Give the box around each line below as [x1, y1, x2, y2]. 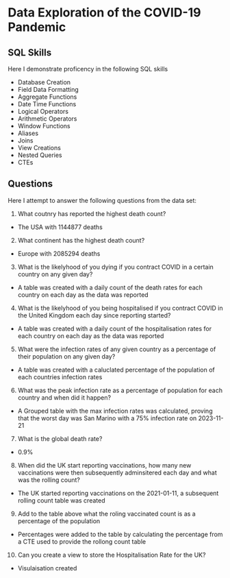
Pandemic [8, 19, 66, 35]
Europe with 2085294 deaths [17, 249, 101, 258]
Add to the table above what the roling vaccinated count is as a [17, 509, 196, 518]
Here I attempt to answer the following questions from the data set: [8, 196, 197, 204]
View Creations [17, 144, 61, 152]
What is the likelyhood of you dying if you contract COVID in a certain [17, 263, 214, 271]
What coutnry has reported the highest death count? [17, 209, 166, 217]
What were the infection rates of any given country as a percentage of [17, 345, 216, 353]
